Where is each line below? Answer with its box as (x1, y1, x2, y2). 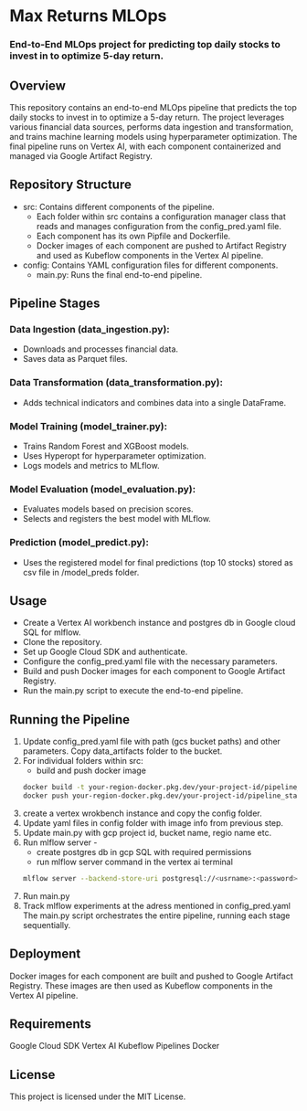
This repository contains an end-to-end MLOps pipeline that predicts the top (9, 101, 297, 112)
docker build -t (22, 783, 85, 792)
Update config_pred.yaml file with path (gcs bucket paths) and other (22, 736, 281, 747)
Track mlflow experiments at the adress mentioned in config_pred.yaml (22, 900, 291, 911)
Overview (9, 78, 67, 93)
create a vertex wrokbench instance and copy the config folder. (22, 808, 262, 819)
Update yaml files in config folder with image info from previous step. (22, 817, 284, 828)
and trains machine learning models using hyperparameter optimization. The (9, 131, 298, 142)
